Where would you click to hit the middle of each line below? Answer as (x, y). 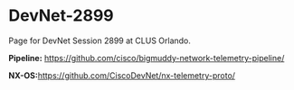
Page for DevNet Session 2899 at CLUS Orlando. (100, 40)
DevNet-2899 (61, 16)
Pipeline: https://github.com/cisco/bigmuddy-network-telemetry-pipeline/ (147, 58)
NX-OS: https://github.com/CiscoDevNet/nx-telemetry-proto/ (122, 75)
